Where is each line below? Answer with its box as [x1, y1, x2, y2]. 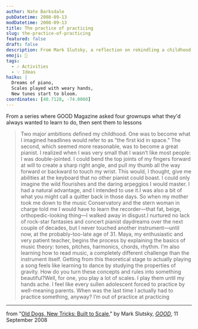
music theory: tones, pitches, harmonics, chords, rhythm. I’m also [20, 243, 180, 250]
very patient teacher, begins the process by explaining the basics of [20, 236, 186, 244]
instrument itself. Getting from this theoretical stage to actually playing [20, 255, 192, 262]
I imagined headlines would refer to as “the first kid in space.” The [20, 136, 181, 143]
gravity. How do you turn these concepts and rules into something [20, 268, 181, 275]
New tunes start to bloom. [11, 91, 78, 97]
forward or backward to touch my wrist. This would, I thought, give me [20, 167, 192, 175]
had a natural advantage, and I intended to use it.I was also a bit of [20, 186, 183, 193]
